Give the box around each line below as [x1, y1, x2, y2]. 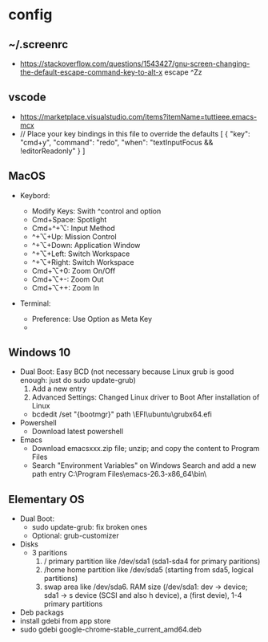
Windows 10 [8, 346, 71, 360]
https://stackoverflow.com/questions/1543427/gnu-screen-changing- [19, 59, 250, 68]
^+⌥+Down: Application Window [31, 240, 141, 250]
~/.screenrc [8, 38, 69, 51]
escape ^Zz [163, 67, 202, 77]
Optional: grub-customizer [31, 531, 119, 541]
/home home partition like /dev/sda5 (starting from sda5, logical [43, 565, 254, 575]
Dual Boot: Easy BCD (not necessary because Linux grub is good [19, 367, 234, 376]
